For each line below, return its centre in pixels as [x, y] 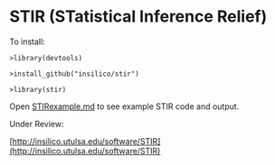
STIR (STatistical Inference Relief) [138, 17]
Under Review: [37, 124]
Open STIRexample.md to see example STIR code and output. [124, 106]
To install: [27, 41]
